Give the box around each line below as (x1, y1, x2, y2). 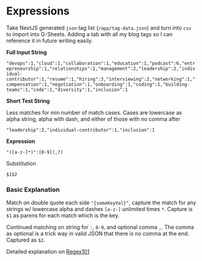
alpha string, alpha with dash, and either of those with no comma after (6, 115, 181, 122)
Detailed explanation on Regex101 (6, 248, 90, 256)
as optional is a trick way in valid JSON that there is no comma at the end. (6, 230, 189, 237)
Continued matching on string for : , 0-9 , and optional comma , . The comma (6, 224, 194, 231)
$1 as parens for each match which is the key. (6, 212, 119, 219)
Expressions (6, 4, 70, 18)
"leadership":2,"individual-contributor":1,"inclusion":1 (6, 127, 155, 133)
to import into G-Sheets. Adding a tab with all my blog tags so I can (6, 30, 173, 37)
